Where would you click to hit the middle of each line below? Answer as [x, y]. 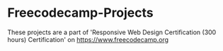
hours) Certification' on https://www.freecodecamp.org [88, 39]
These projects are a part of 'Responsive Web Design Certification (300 [112, 32]
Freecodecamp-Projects [80, 13]
